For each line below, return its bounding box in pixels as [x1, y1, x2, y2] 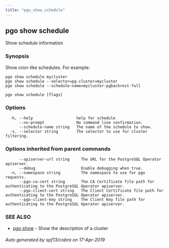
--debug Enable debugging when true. [18, 166, 143, 171]
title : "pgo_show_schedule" [5, 7, 66, 13]
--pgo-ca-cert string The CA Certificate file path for [18, 179, 155, 185]
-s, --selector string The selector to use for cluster [10, 129, 147, 134]
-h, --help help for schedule [10, 116, 116, 121]
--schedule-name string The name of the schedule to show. [18, 125, 153, 130]
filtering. [5, 133, 29, 139]
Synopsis [5, 53, 29, 60]
